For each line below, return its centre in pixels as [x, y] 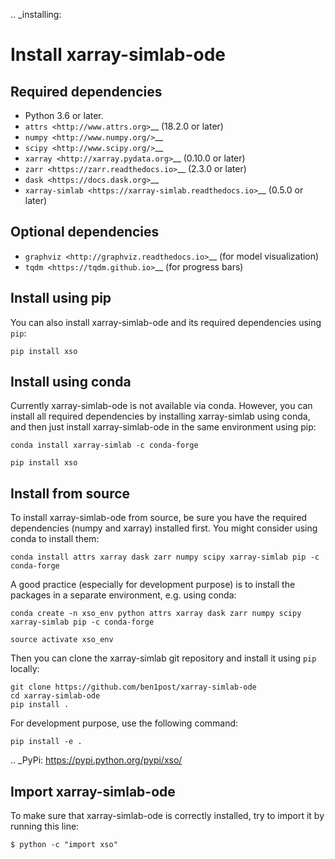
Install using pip [61, 298]
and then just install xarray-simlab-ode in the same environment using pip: [163, 427]
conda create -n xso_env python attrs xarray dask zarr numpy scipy [156, 614]
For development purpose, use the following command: [124, 723]
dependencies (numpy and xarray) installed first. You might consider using [164, 528]
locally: [25, 669]
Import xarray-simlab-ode [93, 791]
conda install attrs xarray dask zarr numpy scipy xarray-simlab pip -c [165, 557]
